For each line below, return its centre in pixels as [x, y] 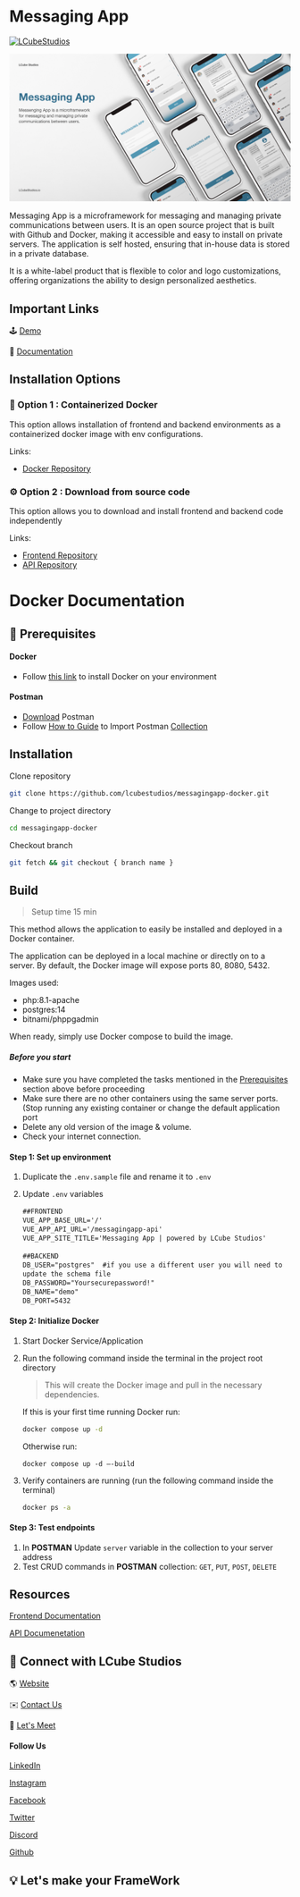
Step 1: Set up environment [60, 1157]
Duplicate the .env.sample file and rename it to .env [117, 1176]
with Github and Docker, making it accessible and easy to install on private [146, 235]
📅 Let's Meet [33, 1725]
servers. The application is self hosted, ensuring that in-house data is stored [150, 244]
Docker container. [42, 939]
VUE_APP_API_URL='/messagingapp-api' [92, 1230]
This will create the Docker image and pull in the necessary [153, 1385]
